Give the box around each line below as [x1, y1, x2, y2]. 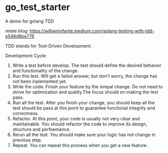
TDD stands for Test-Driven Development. [5, 43, 92, 49]
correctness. [12, 110, 39, 116]
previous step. [12, 137, 43, 143]
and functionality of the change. [12, 67, 79, 74]
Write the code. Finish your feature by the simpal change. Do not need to [12, 83, 163, 89]
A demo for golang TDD [5, 18, 54, 24]
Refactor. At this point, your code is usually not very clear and [12, 115, 140, 121]
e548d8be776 [5, 33, 35, 39]
